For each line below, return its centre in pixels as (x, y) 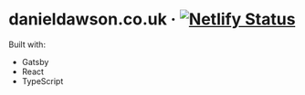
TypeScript (42, 81)
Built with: (27, 44)
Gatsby (35, 62)
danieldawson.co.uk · (93, 19)
